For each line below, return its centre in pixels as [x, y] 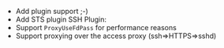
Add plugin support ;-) [52, 11]
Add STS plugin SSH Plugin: [61, 19]
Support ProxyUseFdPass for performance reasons [96, 27]
